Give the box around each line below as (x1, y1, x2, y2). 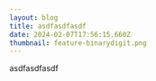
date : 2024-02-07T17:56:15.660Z (9, 30, 131, 39)
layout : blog (9, 13, 59, 22)
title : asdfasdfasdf (9, 22, 87, 31)
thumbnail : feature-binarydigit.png (9, 38, 147, 48)
